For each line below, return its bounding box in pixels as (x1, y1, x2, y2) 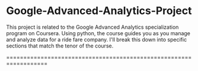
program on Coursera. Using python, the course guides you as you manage (6, 29, 191, 36)
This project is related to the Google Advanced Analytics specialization (6, 23, 179, 31)
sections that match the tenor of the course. (6, 42, 114, 49)
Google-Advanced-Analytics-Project (6, 4, 192, 18)
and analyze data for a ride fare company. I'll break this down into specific (6, 36, 187, 43)
